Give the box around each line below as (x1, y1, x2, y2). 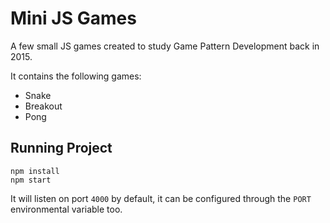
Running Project (10, 140, 113, 157)
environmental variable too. (10, 203, 123, 215)
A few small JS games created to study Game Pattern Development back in (10, 40, 320, 52)
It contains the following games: (10, 70, 142, 82)
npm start (10, 175, 52, 185)
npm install (10, 166, 60, 176)
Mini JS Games (10, 7, 137, 30)
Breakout (24, 100, 63, 112)
